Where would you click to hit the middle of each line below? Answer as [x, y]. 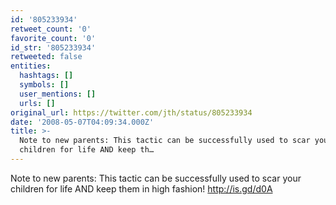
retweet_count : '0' [51, 29]
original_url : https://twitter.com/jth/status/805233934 [131, 112]
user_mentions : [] [58, 94]
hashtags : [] [46, 76]
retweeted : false [46, 57]
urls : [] [37, 103]
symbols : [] [44, 85]
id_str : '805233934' [53, 47]
